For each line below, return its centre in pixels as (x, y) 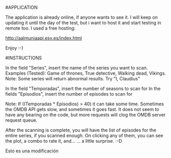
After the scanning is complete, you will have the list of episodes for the (81, 130)
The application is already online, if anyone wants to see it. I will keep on (81, 17)
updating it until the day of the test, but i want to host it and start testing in (83, 23)
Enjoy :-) (14, 48)
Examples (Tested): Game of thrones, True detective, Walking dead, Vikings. (86, 73)
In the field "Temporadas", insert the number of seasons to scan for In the (83, 88)
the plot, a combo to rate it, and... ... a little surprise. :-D (64, 141)
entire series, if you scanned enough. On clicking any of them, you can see (84, 136)
